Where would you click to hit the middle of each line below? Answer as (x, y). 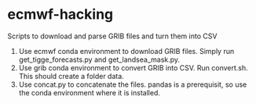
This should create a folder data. (71, 76)
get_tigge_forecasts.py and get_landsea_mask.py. (99, 59)
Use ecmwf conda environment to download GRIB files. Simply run (126, 51)
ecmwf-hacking (60, 14)
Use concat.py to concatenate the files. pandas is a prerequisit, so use (133, 84)
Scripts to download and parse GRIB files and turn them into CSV (112, 36)
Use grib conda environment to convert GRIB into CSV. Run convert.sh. (133, 67)
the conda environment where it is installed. (89, 92)
